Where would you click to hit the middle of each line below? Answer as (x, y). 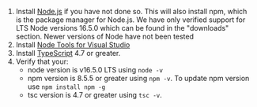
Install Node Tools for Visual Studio (73, 45)
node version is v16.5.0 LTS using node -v (95, 70)
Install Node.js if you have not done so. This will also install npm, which (131, 11)
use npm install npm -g (66, 87)
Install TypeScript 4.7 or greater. (68, 53)
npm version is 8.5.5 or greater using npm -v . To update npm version (138, 78)
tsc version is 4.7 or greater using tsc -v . (94, 95)
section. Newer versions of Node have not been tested (105, 36)
